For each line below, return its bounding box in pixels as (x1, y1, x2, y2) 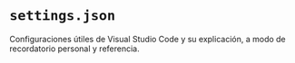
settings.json (9, 7, 116, 24)
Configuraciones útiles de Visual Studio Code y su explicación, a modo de (9, 33, 286, 44)
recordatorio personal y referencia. (9, 43, 140, 54)
